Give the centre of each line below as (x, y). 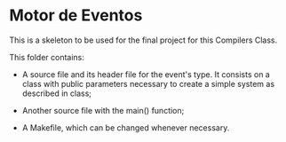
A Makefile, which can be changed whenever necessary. (126, 127)
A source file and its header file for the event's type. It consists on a (146, 74)
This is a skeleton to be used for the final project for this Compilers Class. (143, 40)
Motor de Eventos (76, 16)
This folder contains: (47, 57)
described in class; (56, 93)
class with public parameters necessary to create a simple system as (148, 83)
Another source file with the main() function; (103, 110)
